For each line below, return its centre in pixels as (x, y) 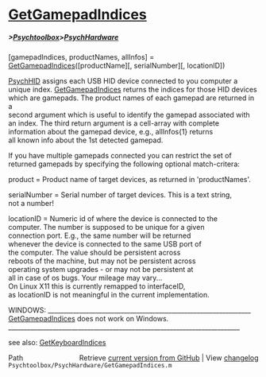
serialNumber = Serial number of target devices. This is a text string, (120, 195)
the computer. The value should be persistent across (94, 253)
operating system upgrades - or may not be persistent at (101, 270)
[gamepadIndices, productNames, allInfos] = (81, 57)
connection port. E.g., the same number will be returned (100, 235)
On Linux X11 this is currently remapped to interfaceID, (97, 286)
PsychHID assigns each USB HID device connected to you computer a (123, 81)
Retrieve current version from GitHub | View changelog (169, 358)
